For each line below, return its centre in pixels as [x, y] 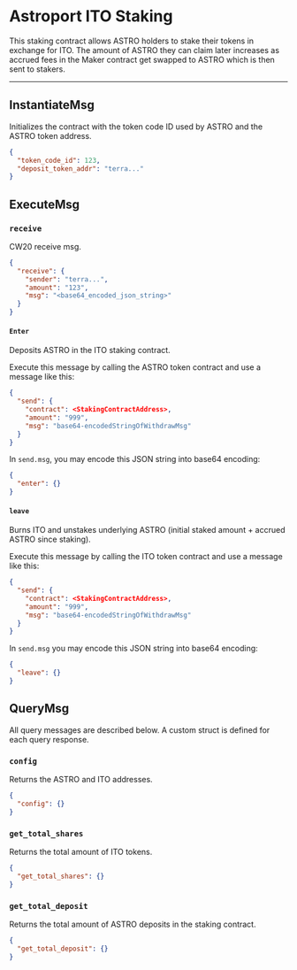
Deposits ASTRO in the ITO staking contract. [90, 350]
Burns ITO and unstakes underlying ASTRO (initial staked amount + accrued [147, 530]
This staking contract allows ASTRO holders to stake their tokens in [132, 41]
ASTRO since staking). [50, 539]
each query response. [49, 739]
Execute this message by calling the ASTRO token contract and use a [135, 367]
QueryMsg [39, 708]
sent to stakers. [38, 69]
